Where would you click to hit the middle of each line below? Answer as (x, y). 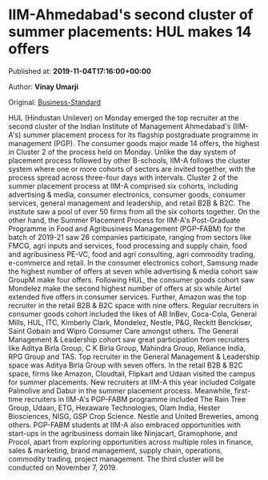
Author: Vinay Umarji (43, 87)
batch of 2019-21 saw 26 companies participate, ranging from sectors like (130, 237)
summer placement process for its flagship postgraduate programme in (140, 135)
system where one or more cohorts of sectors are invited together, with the (132, 169)
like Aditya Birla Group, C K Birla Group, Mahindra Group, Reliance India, (127, 348)
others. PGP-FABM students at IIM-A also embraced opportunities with (125, 425)
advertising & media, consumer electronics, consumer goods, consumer (127, 194)
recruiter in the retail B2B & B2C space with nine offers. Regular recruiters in (134, 305)
